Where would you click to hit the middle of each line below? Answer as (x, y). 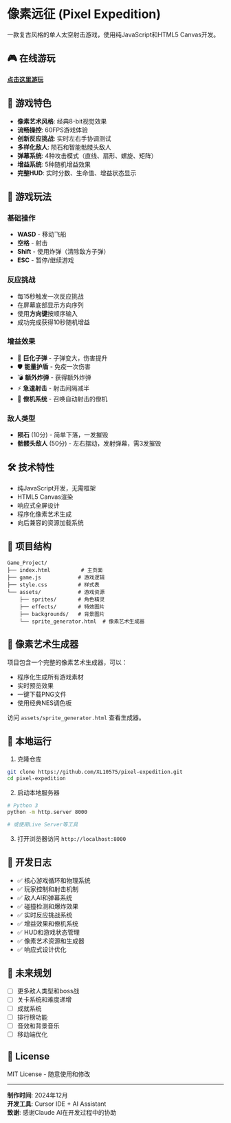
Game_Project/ (27, 563)
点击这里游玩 (25, 79)
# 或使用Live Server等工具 (43, 824)
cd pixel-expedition (37, 779)
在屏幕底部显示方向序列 (50, 305)
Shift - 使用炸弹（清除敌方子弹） (63, 252)
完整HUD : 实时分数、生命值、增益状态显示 (77, 172)
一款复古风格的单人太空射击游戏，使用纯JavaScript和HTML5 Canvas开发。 (113, 34)
